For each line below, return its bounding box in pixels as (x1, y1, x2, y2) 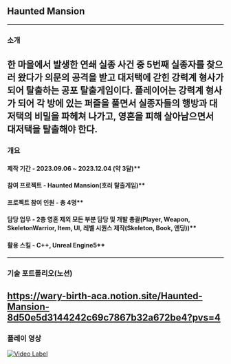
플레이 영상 (7, 334, 42, 343)
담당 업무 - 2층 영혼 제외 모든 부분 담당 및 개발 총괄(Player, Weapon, (7, 215, 190, 223)
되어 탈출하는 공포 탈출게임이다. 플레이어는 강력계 (7, 85, 204, 97)
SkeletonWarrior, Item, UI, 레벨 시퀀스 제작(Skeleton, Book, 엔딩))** (7, 224, 197, 232)
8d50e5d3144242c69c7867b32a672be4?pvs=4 (7, 312, 221, 323)
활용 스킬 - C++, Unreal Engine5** (7, 241, 105, 250)
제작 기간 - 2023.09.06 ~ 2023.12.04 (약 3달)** (7, 164, 141, 172)
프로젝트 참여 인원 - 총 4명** (7, 198, 84, 206)
